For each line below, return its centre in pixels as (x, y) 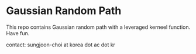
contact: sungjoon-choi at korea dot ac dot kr (61, 45)
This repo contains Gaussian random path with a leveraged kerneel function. (98, 27)
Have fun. (18, 33)
